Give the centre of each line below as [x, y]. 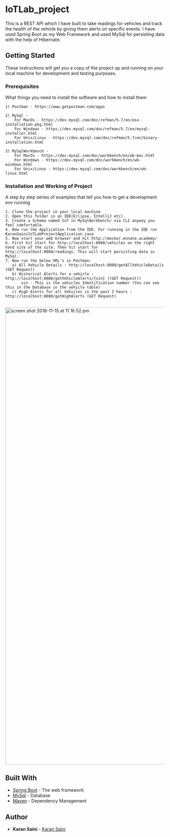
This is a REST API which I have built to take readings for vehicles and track [84, 23]
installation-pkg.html [29, 125]
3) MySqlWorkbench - [27, 151]
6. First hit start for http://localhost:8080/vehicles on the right [80, 243]
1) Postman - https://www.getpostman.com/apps [55, 107]
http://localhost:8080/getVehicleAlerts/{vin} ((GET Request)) [73, 279]
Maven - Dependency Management [50, 801]
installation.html [25, 142]
